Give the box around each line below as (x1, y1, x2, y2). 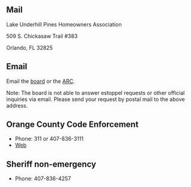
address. (6, 102, 28, 109)
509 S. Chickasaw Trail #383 (6, 32, 78, 40)
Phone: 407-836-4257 (14, 175, 71, 182)
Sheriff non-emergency (6, 159, 97, 169)
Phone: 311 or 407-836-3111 (14, 135, 84, 143)
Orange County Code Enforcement (6, 120, 139, 130)
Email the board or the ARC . (6, 78, 75, 85)
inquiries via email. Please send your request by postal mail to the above (6, 96, 185, 103)
